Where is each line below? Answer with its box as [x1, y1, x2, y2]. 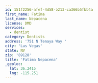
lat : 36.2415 [9, 66, 36, 71]
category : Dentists [5, 35, 45, 40]
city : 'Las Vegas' [5, 43, 43, 48]
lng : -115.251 [9, 71, 38, 76]
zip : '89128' [5, 52, 32, 58]
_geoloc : [5, 62, 23, 66]
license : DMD [5, 21, 32, 26]
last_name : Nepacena [5, 16, 48, 21]
